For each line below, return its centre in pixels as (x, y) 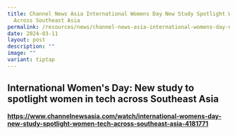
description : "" (31, 46)
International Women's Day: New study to (101, 88)
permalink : (23, 27)
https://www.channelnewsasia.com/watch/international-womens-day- (115, 116)
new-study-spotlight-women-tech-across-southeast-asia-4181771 (108, 123)
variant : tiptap (31, 60)
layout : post (26, 40)
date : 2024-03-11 (33, 33)
